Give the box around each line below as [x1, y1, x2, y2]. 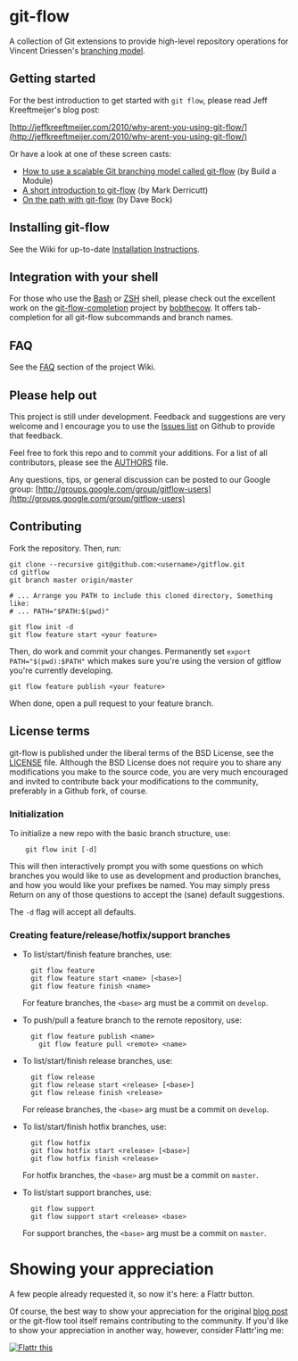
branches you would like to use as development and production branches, [9, 870, 282, 881]
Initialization [9, 808, 64, 820]
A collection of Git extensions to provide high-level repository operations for [9, 36, 289, 46]
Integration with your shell [9, 270, 159, 285]
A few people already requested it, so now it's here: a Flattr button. [9, 1289, 255, 1299]
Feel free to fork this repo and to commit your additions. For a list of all [9, 448, 268, 458]
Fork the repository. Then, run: [9, 543, 122, 553]
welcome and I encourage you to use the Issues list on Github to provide [9, 421, 276, 431]
